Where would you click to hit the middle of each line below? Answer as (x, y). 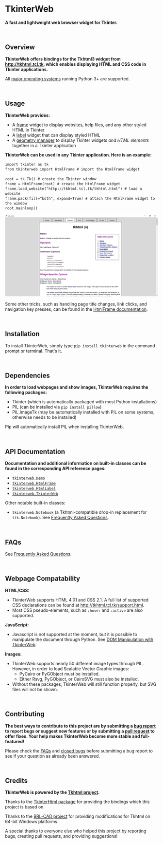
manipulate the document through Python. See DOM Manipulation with (83, 639)
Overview (20, 47)
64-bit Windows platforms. (32, 822)
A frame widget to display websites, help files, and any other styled (79, 125)
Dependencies (27, 375)
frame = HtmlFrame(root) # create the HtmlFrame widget (63, 184)
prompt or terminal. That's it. (33, 351)
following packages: (26, 393)
